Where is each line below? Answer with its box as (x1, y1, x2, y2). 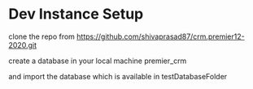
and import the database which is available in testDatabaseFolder (8, 71, 228, 81)
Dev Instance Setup (8, 5, 144, 23)
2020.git (8, 40, 37, 49)
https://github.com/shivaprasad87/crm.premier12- (76, 32, 246, 41)
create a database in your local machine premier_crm (8, 56, 187, 66)
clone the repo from (8, 32, 76, 41)
